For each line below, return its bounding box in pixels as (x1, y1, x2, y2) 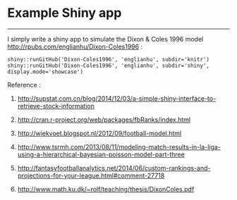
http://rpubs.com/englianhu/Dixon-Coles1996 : (7, 42, 143, 51)
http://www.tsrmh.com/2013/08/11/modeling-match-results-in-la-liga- (17, 142, 221, 151)
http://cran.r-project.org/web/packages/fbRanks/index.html (17, 115, 191, 124)
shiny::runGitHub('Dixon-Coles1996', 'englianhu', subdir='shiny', (7, 62, 210, 69)
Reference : (7, 80, 41, 89)
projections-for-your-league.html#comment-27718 (17, 171, 165, 180)
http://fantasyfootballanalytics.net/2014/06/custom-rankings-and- (17, 163, 211, 172)
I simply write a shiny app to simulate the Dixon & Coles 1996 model (7, 35, 204, 43)
